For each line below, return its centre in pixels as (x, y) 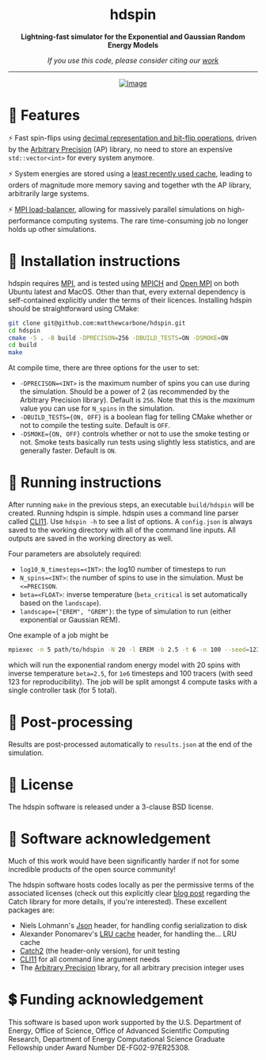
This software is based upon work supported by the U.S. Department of (125, 1022)
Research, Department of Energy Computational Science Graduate (117, 1039)
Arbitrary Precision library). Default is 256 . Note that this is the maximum (137, 400)
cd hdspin (25, 330)
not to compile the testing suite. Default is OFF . (95, 426)
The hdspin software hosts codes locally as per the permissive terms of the (131, 885)
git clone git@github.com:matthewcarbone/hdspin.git (97, 323)
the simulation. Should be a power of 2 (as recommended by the (124, 391)
